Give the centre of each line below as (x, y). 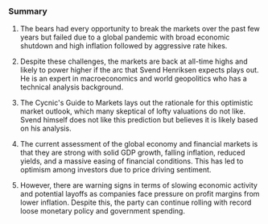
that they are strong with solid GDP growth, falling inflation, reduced (132, 153)
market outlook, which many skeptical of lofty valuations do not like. (132, 111)
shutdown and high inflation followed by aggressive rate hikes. (124, 46)
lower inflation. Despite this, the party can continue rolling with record (136, 202)
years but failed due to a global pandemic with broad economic (125, 37)
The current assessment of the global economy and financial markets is (139, 144)
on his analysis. (45, 129)
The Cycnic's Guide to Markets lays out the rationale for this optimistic (136, 103)
